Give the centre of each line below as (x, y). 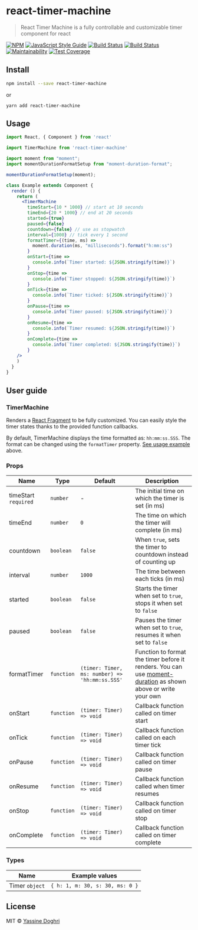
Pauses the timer (159, 620)
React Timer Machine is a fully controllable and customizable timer (101, 27)
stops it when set (159, 603)
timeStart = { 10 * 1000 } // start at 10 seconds (85, 207)
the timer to (151, 547)
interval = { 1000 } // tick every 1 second (77, 235)
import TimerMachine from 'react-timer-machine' (67, 148)
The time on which (161, 515)
